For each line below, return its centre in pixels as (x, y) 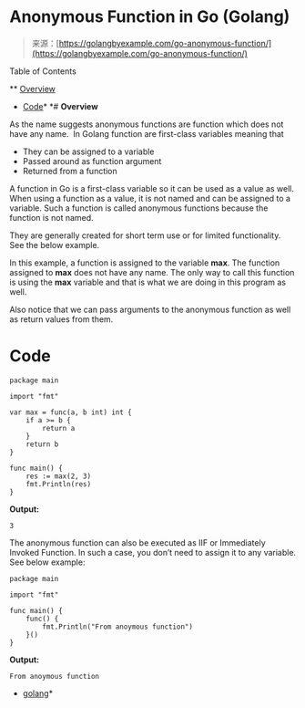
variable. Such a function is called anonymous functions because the (139, 208)
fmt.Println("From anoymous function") (118, 627)
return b (42, 444)
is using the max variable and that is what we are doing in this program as (148, 282)
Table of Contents (43, 71)
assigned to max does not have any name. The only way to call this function (152, 272)
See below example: (47, 562)
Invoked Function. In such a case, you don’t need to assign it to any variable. (153, 552)
